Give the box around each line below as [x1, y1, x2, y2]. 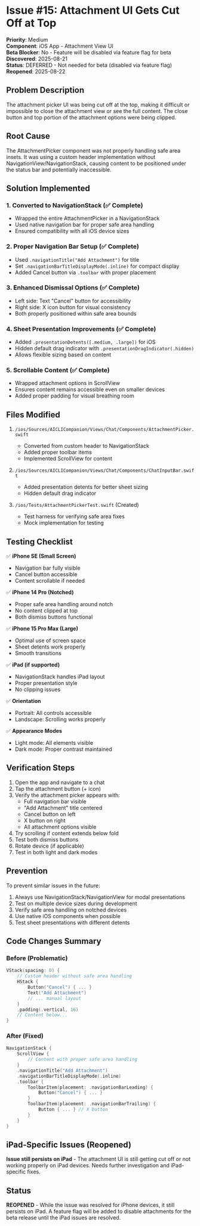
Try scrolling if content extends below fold [14, 829, 119, 837]
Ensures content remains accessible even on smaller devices [14, 386, 165, 393]
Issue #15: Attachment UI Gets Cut [6, 4, 180, 17]
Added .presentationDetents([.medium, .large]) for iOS [14, 338, 156, 346]
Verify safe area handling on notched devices [14, 906, 127, 913]
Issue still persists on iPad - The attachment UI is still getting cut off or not [6, 1155, 191, 1163]
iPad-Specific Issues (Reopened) [6, 1139, 131, 1149]
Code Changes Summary [6, 936, 101, 946]
